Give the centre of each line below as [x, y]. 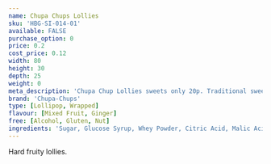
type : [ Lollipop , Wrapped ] [54, 106]
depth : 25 [25, 76]
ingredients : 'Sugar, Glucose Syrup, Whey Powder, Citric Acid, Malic [129, 128]
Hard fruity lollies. [38, 151]
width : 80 [25, 61]
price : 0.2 [27, 46]
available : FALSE [38, 31]
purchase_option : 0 [41, 38]
